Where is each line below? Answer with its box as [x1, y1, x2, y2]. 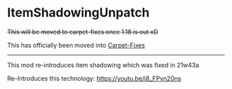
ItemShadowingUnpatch [7, 5, 150, 21]
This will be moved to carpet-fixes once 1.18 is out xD [7, 28, 159, 36]
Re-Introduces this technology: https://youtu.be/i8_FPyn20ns [7, 74, 182, 82]
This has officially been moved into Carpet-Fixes [7, 41, 145, 49]
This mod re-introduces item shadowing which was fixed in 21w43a [7, 61, 200, 69]
